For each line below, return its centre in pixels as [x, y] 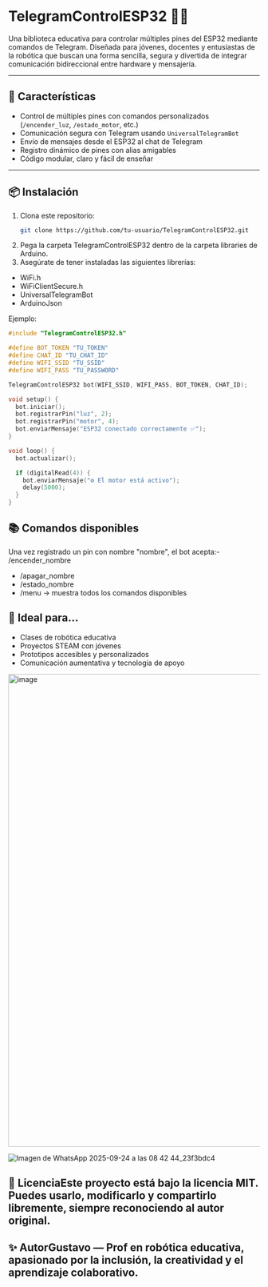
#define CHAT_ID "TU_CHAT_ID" [59, 355]
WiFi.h [30, 278]
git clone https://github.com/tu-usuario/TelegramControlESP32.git [134, 230]
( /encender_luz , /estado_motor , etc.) [79, 124]
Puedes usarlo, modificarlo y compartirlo [112, 1196]
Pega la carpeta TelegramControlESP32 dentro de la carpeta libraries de [138, 245]
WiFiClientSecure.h [51, 287]
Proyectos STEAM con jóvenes [71, 646]
